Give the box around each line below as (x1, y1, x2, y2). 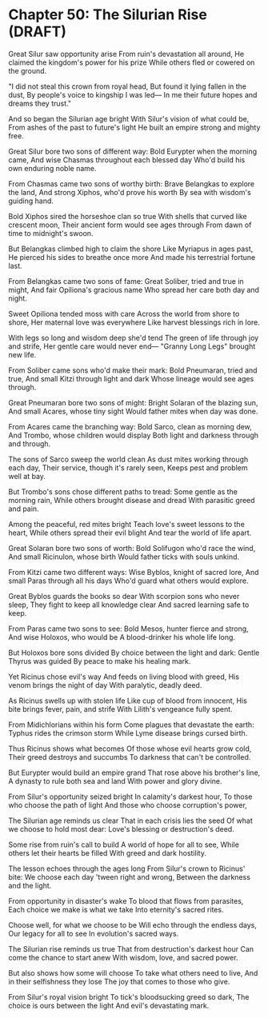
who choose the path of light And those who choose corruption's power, (8, 800, 248, 809)
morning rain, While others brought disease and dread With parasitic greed (8, 495, 255, 505)
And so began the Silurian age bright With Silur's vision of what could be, (8, 114, 250, 123)
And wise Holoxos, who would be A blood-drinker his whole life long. (8, 632, 236, 641)
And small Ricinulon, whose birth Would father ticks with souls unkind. (8, 552, 240, 561)
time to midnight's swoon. (8, 228, 94, 238)
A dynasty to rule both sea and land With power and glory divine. (8, 776, 222, 785)
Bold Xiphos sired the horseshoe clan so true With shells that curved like (8, 211, 247, 221)
